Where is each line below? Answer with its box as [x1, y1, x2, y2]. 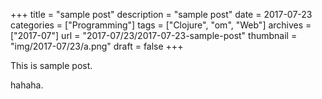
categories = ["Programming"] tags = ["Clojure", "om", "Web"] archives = [10, 19, 312, 31]
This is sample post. [10, 60, 93, 71]
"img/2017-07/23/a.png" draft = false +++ [10, 40, 184, 52]
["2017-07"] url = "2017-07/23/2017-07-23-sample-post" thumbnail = [10, 30, 298, 41]
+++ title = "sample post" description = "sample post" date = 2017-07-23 [10, 9, 313, 20]
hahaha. [10, 79, 44, 91]
